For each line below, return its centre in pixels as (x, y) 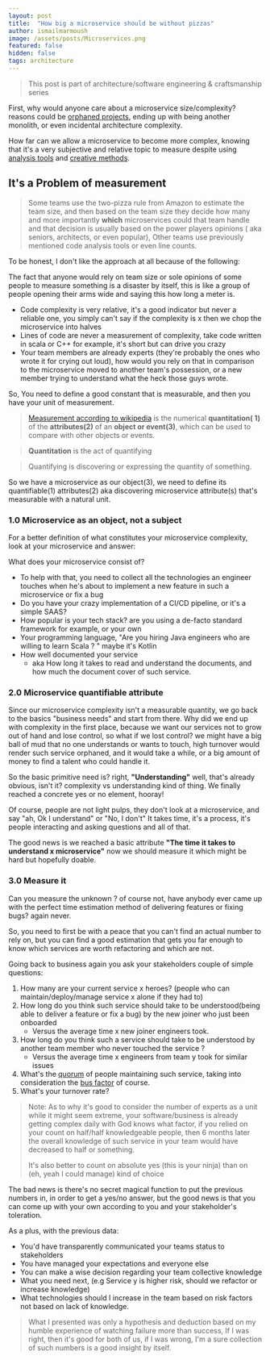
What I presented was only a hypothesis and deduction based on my (142, 1322)
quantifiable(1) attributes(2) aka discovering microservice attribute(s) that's (133, 490)
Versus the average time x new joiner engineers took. (120, 1031)
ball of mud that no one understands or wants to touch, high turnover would (134, 745)
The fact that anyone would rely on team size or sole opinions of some (125, 277)
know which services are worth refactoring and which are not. (112, 948)
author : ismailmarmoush (48, 31)
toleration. (25, 1215)
